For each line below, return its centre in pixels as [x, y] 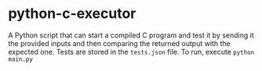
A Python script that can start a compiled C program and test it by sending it [131, 35]
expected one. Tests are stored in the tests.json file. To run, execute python [131, 51]
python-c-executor [72, 14]
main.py [21, 59]
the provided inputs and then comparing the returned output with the [119, 43]
